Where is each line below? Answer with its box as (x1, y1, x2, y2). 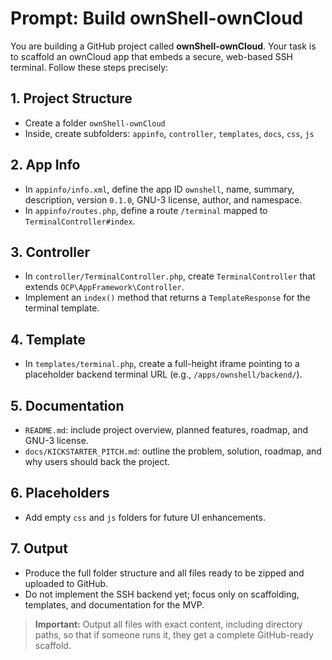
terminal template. (24, 302, 100, 314)
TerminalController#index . (24, 215, 136, 227)
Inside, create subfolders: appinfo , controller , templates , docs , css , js (24, 127, 315, 139)
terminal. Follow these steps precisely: (10, 61, 169, 73)
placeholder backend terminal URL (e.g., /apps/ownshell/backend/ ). (24, 368, 303, 381)
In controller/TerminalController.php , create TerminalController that (24, 270, 316, 282)
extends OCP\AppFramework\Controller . (24, 281, 185, 293)
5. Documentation (10, 397, 125, 414)
